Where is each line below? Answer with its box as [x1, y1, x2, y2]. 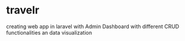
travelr [6, 4, 40, 17]
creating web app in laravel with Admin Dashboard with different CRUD [6, 23, 180, 30]
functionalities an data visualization [6, 29, 92, 36]
